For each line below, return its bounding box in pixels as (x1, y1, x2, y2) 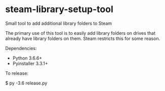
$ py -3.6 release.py (5, 80, 48, 86)
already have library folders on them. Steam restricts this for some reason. (5, 35, 160, 41)
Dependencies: (5, 45, 37, 51)
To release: (5, 70, 29, 76)
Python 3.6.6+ (12, 55, 43, 61)
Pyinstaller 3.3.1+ (12, 60, 48, 66)
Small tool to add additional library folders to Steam (5, 20, 112, 26)
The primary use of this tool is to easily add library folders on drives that (5, 30, 156, 36)
